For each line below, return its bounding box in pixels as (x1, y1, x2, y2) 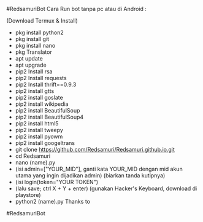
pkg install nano (15, 42, 56, 49)
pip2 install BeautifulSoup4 (15, 113, 84, 120)
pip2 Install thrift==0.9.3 (15, 81, 77, 88)
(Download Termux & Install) (6, 17, 78, 24)
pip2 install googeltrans (15, 139, 75, 146)
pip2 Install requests (15, 75, 67, 81)
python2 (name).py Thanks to (15, 198, 91, 205)
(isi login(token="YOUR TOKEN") (15, 179, 98, 185)
